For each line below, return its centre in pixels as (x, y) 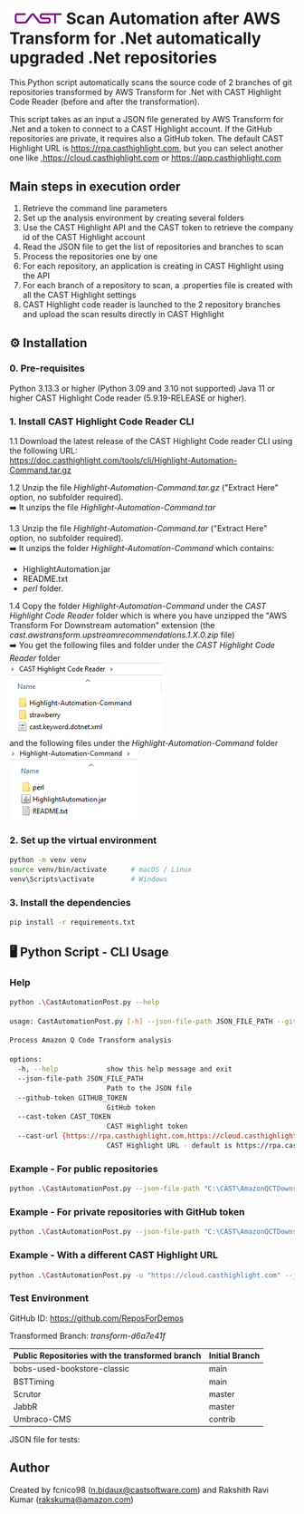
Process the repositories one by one (90, 257)
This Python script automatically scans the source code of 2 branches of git (151, 82)
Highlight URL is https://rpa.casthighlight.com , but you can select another (147, 149)
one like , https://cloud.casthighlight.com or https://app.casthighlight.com (146, 158)
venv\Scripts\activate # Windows (89, 879)
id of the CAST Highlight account (84, 238)
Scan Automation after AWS (173, 19)
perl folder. (43, 588)
